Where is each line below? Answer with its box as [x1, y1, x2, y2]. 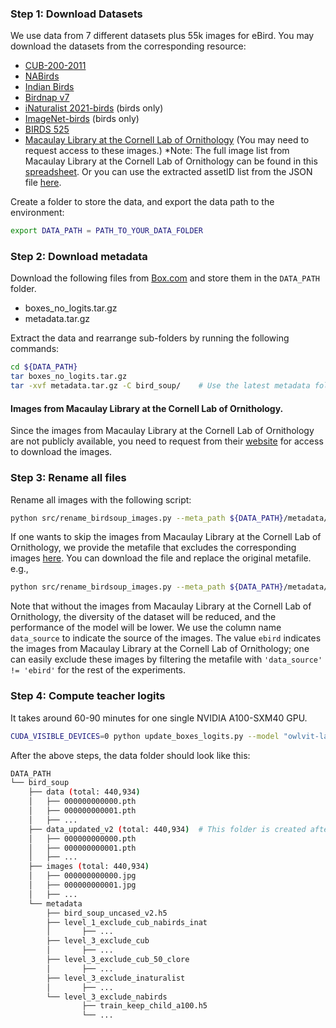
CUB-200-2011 [24, 60, 87, 72]
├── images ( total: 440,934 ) [28, 862, 150, 872]
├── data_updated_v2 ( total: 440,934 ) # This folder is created [28, 824, 307, 834]
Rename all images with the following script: [10, 493, 192, 506]
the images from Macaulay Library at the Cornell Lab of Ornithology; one [10, 643, 310, 655]
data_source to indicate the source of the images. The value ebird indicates [10, 632, 322, 644]
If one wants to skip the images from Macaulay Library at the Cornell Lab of [10, 531, 322, 543]
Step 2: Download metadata [10, 250, 148, 264]
